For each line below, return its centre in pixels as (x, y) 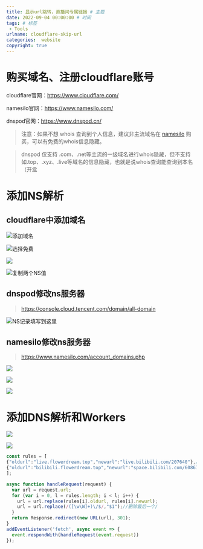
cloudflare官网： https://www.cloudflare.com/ (63, 95)
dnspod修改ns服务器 (46, 294)
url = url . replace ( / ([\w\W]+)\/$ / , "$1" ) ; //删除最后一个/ (88, 507)
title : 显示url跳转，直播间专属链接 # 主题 (55, 12)
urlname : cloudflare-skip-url (44, 34)
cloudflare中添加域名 (46, 220)
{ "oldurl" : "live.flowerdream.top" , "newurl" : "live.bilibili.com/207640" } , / (102, 462)
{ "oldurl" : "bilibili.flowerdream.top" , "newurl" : (69, 468)
